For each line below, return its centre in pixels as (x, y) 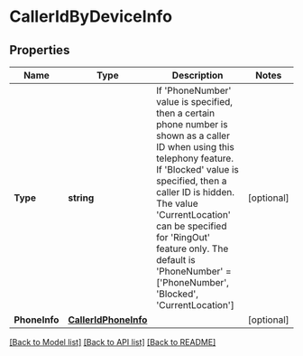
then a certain (185, 113)
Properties (40, 50)
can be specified (192, 226)
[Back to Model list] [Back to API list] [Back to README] (113, 342)
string (81, 198)
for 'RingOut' (183, 237)
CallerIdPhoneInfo (107, 320)
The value (177, 203)
